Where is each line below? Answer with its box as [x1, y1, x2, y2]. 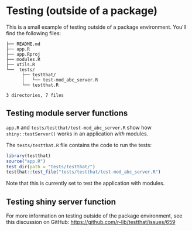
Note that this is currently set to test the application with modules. [6, 180, 165, 187]
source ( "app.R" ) [6, 158, 46, 164]
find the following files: [6, 29, 61, 36]
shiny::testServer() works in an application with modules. [6, 130, 149, 137]
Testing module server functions [6, 108, 128, 118]
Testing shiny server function [6, 196, 116, 206]
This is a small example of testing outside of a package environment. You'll [6, 23, 186, 30]
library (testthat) [6, 152, 51, 159]
